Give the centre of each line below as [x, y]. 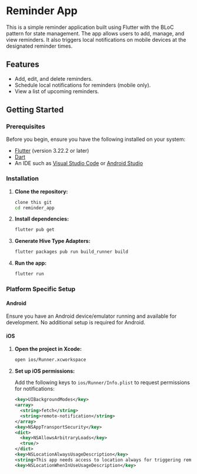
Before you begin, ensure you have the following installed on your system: [96, 139]
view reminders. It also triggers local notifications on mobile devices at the [96, 39]
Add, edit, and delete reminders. [54, 78]
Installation [23, 179]
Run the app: [31, 263]
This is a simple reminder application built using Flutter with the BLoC [90, 27]
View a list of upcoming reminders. [57, 91]
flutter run [29, 274]
